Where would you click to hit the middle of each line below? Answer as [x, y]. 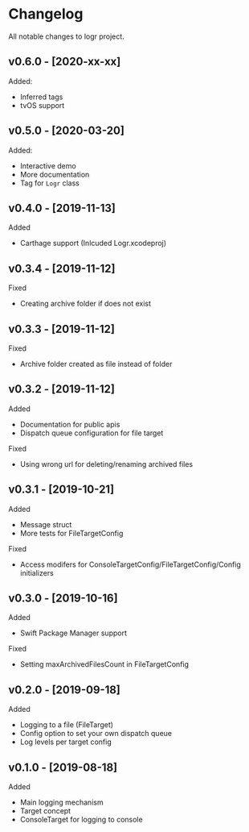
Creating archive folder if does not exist [85, 304]
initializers [37, 572]
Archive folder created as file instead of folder [96, 364]
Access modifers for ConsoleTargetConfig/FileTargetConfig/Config [130, 564]
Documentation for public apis [70, 424]
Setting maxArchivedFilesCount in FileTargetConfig [104, 664]
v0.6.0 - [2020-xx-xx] [65, 62]
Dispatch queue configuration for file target [92, 433]
